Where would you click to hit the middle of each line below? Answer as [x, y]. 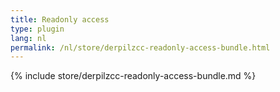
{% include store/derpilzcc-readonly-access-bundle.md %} [133, 76]
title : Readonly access [60, 19]
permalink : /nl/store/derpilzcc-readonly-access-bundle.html [140, 47]
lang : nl [28, 38]
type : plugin [37, 29]
